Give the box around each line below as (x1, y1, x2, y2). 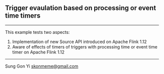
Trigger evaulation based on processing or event (5, 4, 156, 12)
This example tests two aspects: (5, 29, 70, 35)
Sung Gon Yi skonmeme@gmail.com (5, 63, 79, 69)
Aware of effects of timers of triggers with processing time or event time (12, 44, 158, 49)
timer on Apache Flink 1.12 (12, 49, 65, 55)
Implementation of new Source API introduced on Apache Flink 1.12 (12, 39, 147, 45)
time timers (5, 12, 41, 20)
